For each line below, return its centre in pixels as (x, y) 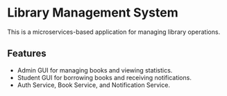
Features (27, 54)
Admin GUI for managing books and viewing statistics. (95, 70)
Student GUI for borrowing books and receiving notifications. (104, 77)
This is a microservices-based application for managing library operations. (114, 32)
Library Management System (93, 13)
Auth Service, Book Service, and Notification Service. (93, 85)
